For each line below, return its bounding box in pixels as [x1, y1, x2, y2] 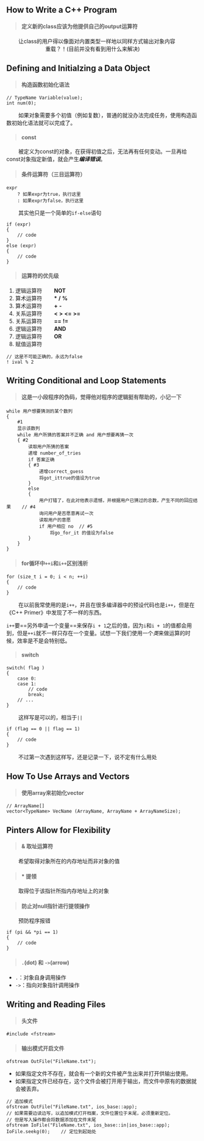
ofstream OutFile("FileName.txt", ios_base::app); [6, 1104, 138, 1110]
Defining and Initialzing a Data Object [6, 63, 150, 73]
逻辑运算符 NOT [15, 287, 66, 294]
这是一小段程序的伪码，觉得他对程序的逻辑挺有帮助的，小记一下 [21, 393, 181, 400]
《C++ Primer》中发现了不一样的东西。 [6, 608, 105, 616]
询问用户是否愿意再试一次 [38, 511, 94, 517]
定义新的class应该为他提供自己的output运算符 [21, 23, 138, 30]
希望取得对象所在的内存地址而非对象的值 [18, 857, 120, 865]
